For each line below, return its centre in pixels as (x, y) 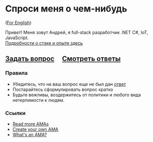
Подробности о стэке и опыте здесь (44, 43)
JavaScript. (17, 38)
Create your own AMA (35, 129)
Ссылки (16, 113)
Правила (17, 73)
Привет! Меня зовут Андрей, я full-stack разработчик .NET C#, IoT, (77, 32)
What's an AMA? (30, 134)
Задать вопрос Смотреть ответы (63, 59)
